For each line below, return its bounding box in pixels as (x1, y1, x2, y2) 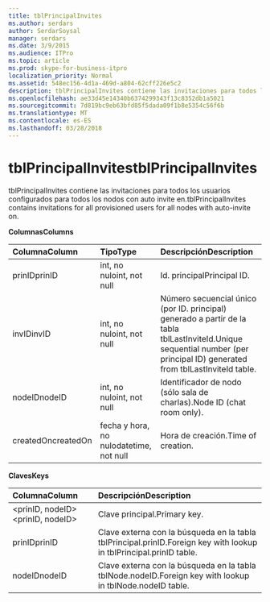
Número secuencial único (160, 293, 257, 304)
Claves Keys (8, 471, 50, 480)
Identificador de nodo (160, 376, 243, 388)
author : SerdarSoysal (8, 27, 81, 35)
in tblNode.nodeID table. (97, 579, 190, 591)
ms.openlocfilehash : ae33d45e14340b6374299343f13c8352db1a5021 (8, 94, 225, 102)
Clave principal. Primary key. (97, 509, 204, 520)
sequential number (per (160, 343, 249, 355)
